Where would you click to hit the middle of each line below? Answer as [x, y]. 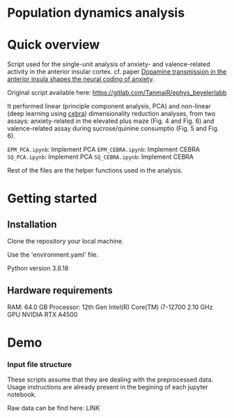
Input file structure [40, 365]
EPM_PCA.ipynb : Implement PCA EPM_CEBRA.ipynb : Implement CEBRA [104, 150]
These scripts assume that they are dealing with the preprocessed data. [110, 380]
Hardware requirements [60, 290]
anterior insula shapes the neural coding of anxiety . [81, 79]
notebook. [22, 395]
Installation [32, 224]
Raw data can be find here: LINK [54, 408]
